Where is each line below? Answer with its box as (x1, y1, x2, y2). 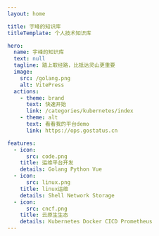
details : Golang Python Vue (20, 166, 102, 173)
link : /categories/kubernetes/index (25, 107, 134, 114)
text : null (13, 55, 46, 63)
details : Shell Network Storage (20, 192, 115, 199)
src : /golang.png (20, 74, 71, 81)
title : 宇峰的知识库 (7, 22, 61, 30)
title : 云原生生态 (20, 211, 69, 218)
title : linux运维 (20, 185, 69, 192)
